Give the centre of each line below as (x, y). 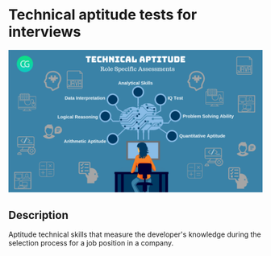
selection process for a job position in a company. (91, 243)
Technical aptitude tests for (103, 15)
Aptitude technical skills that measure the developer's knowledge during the (135, 234)
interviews (45, 32)
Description (38, 215)
